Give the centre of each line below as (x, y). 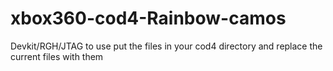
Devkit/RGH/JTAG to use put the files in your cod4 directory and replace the (166, 46)
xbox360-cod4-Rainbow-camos (148, 18)
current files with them (57, 56)
